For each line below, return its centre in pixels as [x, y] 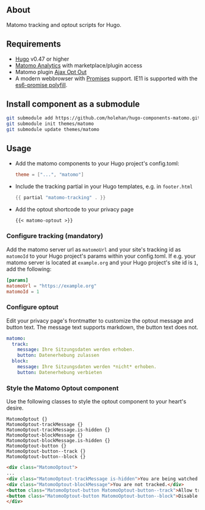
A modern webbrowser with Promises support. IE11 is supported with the [106, 78]
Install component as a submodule [73, 104]
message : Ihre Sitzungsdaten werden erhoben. [76, 350]
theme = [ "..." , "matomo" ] [49, 174]
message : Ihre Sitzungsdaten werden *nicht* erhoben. [87, 367]
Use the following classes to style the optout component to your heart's [96, 402]
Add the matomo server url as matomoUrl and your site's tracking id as [94, 249]
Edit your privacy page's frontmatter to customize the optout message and [100, 320]
